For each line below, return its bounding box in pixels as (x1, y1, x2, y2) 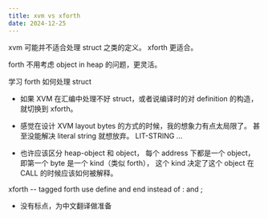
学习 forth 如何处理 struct (8, 76, 92, 86)
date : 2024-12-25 (8, 19, 67, 27)
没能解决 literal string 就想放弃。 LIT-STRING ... (26, 130, 183, 141)
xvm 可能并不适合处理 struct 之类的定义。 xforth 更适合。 (8, 42, 198, 52)
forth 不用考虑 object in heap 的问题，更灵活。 (8, 60, 162, 69)
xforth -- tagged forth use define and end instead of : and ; (8, 184, 203, 194)
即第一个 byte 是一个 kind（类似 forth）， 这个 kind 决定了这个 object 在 (19, 158, 254, 167)
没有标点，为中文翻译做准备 (19, 200, 112, 210)
